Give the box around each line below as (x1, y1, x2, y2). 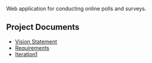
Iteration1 (14, 51, 38, 58)
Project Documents (6, 22, 80, 32)
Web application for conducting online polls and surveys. (6, 5, 147, 12)
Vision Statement (14, 38, 57, 45)
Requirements (14, 44, 50, 51)
